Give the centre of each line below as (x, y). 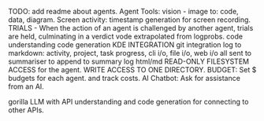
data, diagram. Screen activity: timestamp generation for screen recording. (129, 20)
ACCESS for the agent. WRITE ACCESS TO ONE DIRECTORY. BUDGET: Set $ (132, 70)
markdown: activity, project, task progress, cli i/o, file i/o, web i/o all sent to (130, 53)
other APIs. (26, 110)
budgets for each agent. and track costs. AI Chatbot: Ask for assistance (124, 78)
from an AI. (26, 86)
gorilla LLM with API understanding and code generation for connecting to (128, 102)
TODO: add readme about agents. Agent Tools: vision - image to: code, (123, 11)
